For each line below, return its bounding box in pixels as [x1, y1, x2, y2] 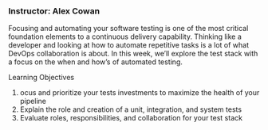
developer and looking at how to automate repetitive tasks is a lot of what [8, 40, 250, 50]
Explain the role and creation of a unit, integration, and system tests [19, 105, 242, 114]
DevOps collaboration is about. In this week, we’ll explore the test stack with [8, 49, 258, 59]
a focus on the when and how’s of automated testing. [8, 57, 183, 67]
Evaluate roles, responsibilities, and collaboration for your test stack [19, 113, 243, 123]
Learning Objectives [8, 73, 74, 82]
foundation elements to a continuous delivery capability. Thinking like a [8, 32, 242, 41]
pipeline [19, 97, 46, 106]
